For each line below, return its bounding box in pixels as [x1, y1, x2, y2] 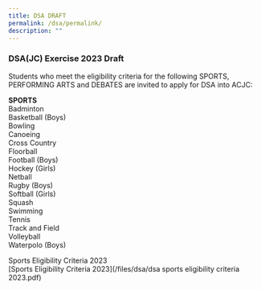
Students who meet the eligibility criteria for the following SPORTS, [8, 71, 230, 81]
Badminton [8, 103, 44, 113]
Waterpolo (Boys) [8, 240, 67, 249]
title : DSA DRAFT [8, 11, 67, 20]
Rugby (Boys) [8, 180, 54, 190]
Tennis [8, 214, 31, 224]
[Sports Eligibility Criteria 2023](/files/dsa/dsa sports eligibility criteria [8, 264, 240, 273]
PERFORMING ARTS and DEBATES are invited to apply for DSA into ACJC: [8, 79, 253, 89]
